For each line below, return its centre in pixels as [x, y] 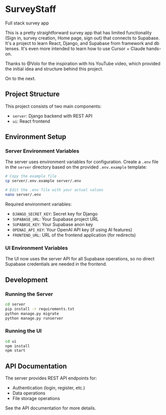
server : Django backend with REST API [52, 116]
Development [27, 280]
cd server [15, 304]
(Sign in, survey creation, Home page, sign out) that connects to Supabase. [83, 38]
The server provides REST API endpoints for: [51, 378]
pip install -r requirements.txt [40, 309]
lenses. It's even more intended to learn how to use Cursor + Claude [75, 48]
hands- [154, 48]
